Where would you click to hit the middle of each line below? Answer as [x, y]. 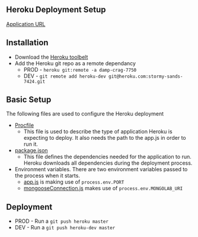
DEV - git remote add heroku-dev [65, 76]
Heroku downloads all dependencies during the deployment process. [108, 163]
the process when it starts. [47, 176]
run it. [31, 144]
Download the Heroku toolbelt [51, 57]
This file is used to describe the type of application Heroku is [98, 132]
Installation [27, 43]
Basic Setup [29, 100]
